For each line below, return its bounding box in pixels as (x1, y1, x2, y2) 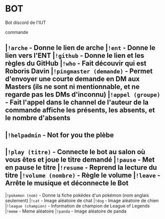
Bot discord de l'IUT (5, 19, 46, 25)
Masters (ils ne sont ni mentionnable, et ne (5, 83, 140, 91)
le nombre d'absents (5, 114, 71, 122)
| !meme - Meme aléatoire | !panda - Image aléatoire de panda (5, 208, 127, 214)
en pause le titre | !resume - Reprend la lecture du (5, 163, 158, 172)
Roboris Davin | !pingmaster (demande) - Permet (5, 67, 153, 75)
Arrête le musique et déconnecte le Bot (5, 179, 129, 188)
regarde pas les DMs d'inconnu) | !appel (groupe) (5, 90, 161, 99)
